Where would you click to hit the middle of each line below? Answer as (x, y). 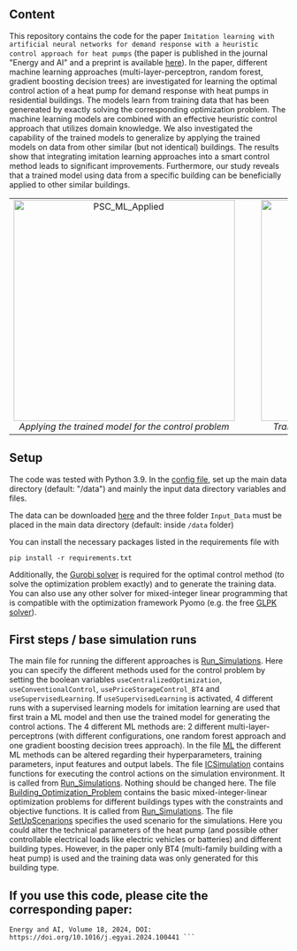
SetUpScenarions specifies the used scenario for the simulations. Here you (146, 821)
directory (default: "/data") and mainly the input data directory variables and (148, 488)
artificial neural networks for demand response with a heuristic (134, 44)
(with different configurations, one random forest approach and (171, 736)
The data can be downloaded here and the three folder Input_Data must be (146, 515)
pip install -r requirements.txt (71, 558)
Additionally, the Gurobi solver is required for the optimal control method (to (147, 574)
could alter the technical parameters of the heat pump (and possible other (144, 830)
